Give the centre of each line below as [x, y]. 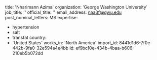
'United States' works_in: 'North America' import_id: [65, 43]
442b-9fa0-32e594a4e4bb [40, 48]
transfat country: [29, 37]
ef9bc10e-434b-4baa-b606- [105, 48]
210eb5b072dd [28, 53]
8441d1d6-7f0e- [136, 43]
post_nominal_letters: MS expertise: [41, 17]
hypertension [26, 27]
